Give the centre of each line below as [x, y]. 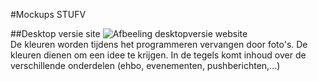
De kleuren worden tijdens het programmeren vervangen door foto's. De [159, 44]
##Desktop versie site [55, 33]
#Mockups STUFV [48, 14]
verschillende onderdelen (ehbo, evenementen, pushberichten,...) [145, 65]
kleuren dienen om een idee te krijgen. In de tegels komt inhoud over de [158, 55]
